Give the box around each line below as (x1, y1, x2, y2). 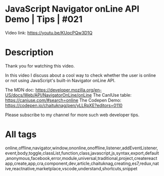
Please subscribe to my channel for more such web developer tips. (5, 112, 140, 118)
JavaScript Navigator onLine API (5, 3, 140, 15)
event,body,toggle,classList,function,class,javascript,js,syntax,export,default (5, 150, 159, 156)
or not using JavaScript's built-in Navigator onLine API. (5, 77, 116, 83)
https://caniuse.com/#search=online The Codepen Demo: (5, 97, 122, 103)
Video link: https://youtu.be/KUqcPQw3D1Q (5, 30, 93, 35)
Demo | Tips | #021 (5, 14, 83, 25)
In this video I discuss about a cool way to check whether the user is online (5, 72, 156, 78)
